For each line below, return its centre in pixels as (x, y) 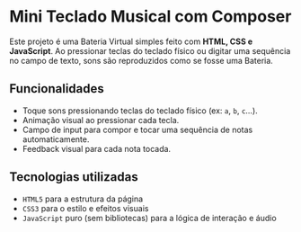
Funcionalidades (57, 89)
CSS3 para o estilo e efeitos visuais (85, 208)
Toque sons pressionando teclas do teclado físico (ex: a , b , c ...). (140, 111)
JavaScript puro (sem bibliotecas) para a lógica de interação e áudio (149, 218)
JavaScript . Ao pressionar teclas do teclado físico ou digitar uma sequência (150, 50)
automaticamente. (56, 139)
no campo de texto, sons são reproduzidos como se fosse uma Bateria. (142, 60)
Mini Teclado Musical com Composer (150, 17)
